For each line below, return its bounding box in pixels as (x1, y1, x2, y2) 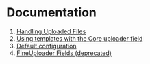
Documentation (6, 5, 97, 20)
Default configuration (16, 42, 77, 50)
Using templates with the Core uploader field (16, 34, 143, 42)
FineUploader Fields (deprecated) (16, 49, 112, 57)
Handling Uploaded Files (16, 27, 86, 35)
